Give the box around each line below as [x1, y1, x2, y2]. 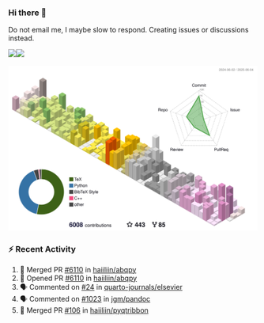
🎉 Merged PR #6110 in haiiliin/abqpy [19, 264, 137, 274]
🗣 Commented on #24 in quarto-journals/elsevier [19, 282, 183, 291]
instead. [8, 33, 35, 43]
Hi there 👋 [8, 7, 47, 18]
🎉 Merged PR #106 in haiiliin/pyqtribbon [19, 305, 149, 315]
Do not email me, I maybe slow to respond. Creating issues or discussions [8, 25, 249, 35]
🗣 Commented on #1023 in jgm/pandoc [19, 294, 151, 303]
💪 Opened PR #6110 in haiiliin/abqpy [19, 273, 138, 283]
